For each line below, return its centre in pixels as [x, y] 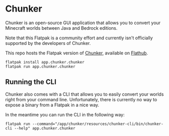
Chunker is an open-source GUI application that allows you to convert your [83, 23]
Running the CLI [31, 82]
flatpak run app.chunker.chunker [40, 66]
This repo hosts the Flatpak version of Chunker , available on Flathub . [77, 53]
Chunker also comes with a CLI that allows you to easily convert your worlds [84, 94]
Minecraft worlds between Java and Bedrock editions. [61, 28]
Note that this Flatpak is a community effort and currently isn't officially [79, 38]
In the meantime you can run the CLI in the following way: [65, 114]
